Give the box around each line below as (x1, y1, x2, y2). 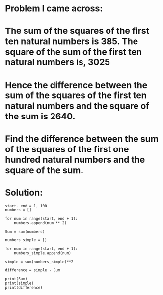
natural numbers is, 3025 (5, 57, 110, 68)
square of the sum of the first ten (5, 46, 142, 58)
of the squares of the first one (5, 144, 129, 155)
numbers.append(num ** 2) (14, 220, 67, 225)
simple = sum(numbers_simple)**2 (5, 259, 74, 264)
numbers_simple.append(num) (14, 250, 71, 256)
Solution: (5, 187, 43, 198)
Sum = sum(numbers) (5, 229, 45, 234)
